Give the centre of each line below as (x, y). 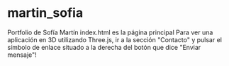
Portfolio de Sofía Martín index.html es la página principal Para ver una (110, 32)
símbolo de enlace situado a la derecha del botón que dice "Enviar (104, 47)
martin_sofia (45, 13)
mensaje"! (22, 55)
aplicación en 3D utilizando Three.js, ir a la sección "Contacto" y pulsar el (114, 39)
